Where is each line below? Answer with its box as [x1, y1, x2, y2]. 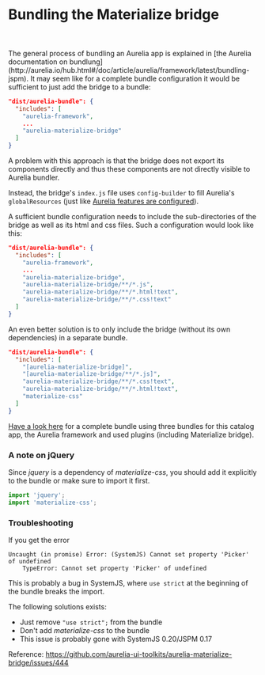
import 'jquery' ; [8, 491, 66, 499]
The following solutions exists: [8, 602, 107, 612]
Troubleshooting [8, 517, 74, 528]
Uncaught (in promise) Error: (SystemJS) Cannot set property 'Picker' [8, 551, 249, 559]
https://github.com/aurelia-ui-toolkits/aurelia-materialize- [45, 650, 233, 659]
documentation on [8, 57, 68, 66]
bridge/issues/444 [8, 658, 69, 668]
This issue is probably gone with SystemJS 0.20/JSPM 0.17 [19, 635, 212, 644]
